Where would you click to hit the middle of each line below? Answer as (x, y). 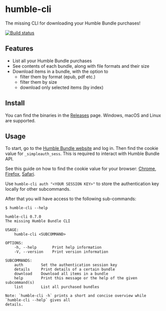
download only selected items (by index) (62, 87)
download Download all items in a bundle (61, 274)
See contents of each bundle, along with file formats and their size (81, 66)
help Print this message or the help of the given (76, 278)
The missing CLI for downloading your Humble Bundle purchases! (73, 23)
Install (15, 103)
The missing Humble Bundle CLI (38, 221)
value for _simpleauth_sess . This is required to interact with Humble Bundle (82, 153)
